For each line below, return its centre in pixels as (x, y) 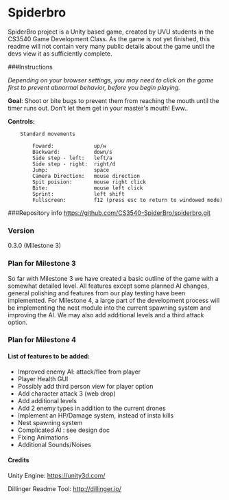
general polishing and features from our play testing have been (97, 293)
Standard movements (48, 134)
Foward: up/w (70, 146)
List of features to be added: (49, 356)
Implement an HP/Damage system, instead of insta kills (96, 415)
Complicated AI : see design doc (64, 430)
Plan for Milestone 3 (42, 264)
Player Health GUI (43, 378)
